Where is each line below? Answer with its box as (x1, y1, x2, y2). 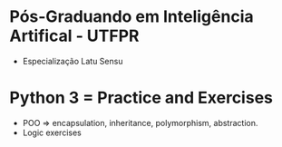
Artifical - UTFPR (9, 25, 140, 46)
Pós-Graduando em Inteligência (9, 6, 254, 27)
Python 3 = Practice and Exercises (9, 88, 274, 108)
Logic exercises (22, 127, 82, 138)
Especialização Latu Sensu (22, 55, 123, 66)
